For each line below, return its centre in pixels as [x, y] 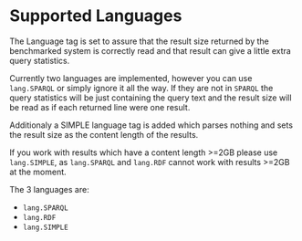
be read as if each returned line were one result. [100, 107]
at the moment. [38, 172]
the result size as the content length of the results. [104, 134]
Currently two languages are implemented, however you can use [131, 78]
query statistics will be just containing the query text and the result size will [151, 98]
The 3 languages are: [49, 189]
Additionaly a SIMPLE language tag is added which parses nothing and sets [151, 125]
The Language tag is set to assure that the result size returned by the [139, 41]
